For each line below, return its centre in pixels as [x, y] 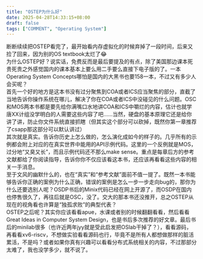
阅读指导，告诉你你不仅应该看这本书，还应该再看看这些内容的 [114, 160]
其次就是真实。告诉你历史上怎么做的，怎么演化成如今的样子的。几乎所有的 [99, 137]
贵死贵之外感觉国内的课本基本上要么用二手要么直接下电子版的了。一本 [94, 69]
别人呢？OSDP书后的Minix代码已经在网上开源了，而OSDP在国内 [112, 190]
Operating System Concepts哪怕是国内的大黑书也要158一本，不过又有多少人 [101, 76]
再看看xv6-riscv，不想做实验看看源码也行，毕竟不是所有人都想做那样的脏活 [100, 235]
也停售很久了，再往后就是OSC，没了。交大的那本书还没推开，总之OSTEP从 [100, 197]
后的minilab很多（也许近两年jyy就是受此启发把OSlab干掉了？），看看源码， [99, 227]
